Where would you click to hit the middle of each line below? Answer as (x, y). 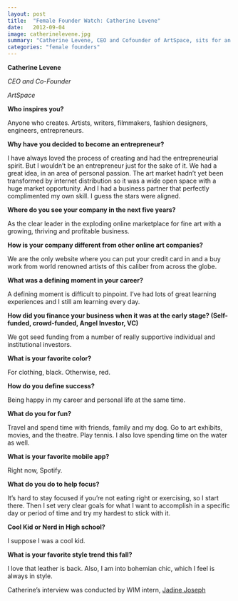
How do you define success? (51, 386)
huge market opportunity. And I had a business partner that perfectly (108, 188)
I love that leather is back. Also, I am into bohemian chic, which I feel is (111, 569)
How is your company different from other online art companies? (105, 245)
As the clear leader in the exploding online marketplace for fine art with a (114, 223)
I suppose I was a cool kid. (46, 541)
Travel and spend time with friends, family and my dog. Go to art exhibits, (115, 428)
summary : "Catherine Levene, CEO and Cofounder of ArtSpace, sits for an (119, 41)
